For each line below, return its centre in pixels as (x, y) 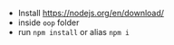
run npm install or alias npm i (73, 32)
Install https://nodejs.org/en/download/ (91, 13)
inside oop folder (48, 22)
